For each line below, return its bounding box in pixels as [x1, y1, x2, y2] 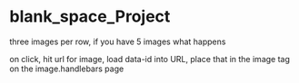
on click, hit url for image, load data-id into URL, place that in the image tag [9, 53, 291, 64]
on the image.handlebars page [9, 63, 125, 74]
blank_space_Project [9, 6, 171, 27]
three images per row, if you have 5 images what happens [9, 36, 226, 47]
